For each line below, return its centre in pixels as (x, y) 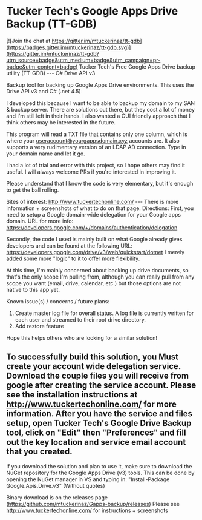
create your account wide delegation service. (94, 366)
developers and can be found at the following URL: (70, 245)
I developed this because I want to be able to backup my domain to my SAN (101, 103)
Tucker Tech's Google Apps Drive (92, 11)
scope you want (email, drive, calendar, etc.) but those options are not (94, 283)
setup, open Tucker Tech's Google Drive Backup (99, 423)
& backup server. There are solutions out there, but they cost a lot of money (101, 109)
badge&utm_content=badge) (42, 66)
